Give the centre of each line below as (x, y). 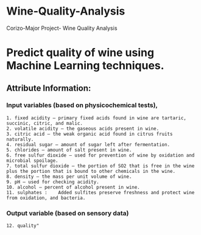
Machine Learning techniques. (85, 66)
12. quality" (23, 226)
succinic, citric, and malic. (45, 123)
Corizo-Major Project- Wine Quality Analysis (62, 28)
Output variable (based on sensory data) (68, 213)
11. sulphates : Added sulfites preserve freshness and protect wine (100, 192)
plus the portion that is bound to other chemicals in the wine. (91, 171)
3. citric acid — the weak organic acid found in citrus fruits (90, 134)
